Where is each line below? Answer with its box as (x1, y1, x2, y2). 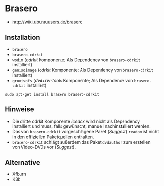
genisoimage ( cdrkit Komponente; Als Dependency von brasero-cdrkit (12, 67, 154, 73)
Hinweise (5, 105, 34, 114)
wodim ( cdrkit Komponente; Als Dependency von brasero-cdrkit (12, 57, 141, 62)
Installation (5, 33, 40, 41)
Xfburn (12, 171, 27, 177)
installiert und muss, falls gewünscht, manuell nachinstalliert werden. (12, 123, 151, 129)
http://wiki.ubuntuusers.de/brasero (12, 19, 83, 25)
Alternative (5, 158, 40, 166)
